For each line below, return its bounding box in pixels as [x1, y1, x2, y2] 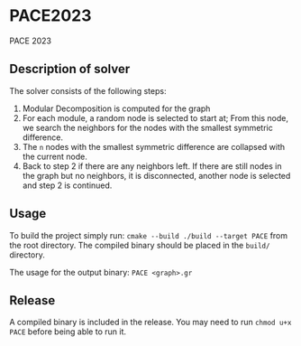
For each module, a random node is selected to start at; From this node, [22, 112, 288, 123]
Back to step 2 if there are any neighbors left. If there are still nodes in [22, 160, 282, 172]
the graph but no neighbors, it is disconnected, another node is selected [22, 170, 291, 181]
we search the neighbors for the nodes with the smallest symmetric [22, 122, 273, 133]
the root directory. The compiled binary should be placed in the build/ [9, 239, 270, 250]
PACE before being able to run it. [9, 326, 126, 337]
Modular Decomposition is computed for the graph [22, 103, 211, 114]
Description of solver [9, 61, 131, 77]
